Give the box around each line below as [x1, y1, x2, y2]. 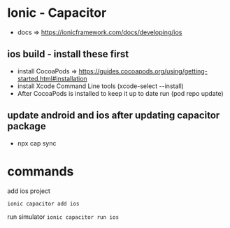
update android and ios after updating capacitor [7, 110, 220, 122]
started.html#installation [17, 74, 87, 83]
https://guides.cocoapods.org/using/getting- [78, 66, 208, 75]
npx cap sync [17, 138, 57, 148]
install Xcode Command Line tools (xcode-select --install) [17, 82, 184, 90]
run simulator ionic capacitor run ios [7, 212, 120, 221]
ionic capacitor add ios [7, 200, 80, 207]
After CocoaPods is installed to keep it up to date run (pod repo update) [17, 89, 224, 97]
